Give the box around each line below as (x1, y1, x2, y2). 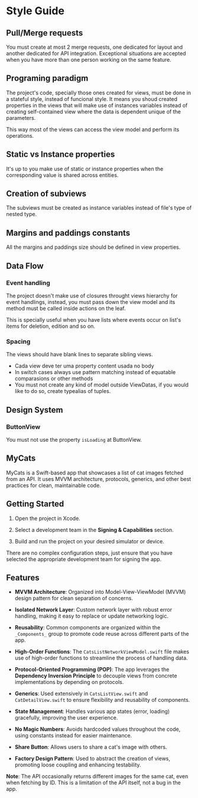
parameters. (6, 114, 36, 121)
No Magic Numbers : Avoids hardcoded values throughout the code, (14, 726, 181, 733)
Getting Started (6, 499, 64, 509)
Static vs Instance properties (6, 150, 115, 160)
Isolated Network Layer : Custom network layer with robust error (14, 606, 173, 613)
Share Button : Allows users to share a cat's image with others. (14, 743, 167, 750)
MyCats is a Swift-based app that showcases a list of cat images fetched (6, 469, 184, 476)
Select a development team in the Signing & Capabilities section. (14, 526, 174, 533)
